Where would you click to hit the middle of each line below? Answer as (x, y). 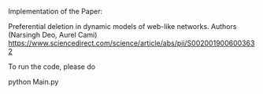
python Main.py (33, 82)
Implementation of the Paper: (56, 11)
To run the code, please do (52, 67)
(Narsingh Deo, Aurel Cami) (53, 35)
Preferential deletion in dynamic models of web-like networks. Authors (122, 26)
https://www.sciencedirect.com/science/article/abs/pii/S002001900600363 (131, 43)
